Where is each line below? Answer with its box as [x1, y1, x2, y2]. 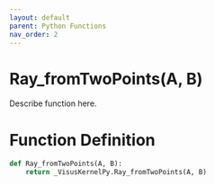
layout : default [9, 13, 70, 22]
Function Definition [9, 129, 156, 150]
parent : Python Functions [9, 22, 106, 31]
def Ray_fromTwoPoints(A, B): [9, 159, 123, 169]
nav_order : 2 [9, 30, 58, 39]
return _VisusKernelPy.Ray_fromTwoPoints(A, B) [25, 168, 207, 177]
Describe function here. [9, 98, 97, 109]
